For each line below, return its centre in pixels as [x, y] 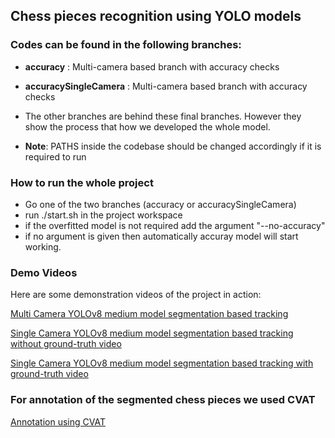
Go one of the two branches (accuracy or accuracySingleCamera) [160, 204]
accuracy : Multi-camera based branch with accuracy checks [152, 66]
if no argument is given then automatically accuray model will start [161, 236]
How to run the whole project [82, 182]
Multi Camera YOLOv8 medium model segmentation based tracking [149, 314]
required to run [55, 156]
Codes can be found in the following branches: [126, 45]
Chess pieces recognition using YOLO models [156, 16]
